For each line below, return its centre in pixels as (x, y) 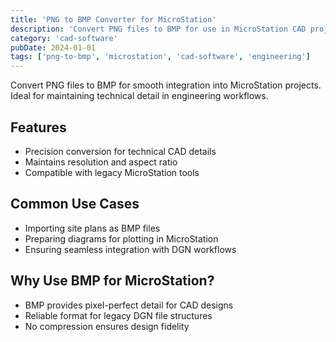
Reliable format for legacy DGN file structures (118, 315)
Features (38, 127)
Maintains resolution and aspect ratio (101, 162)
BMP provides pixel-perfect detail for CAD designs (129, 305)
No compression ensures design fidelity (107, 326)
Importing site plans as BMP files (92, 228)
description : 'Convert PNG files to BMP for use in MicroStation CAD (158, 29)
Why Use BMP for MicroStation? (112, 281)
